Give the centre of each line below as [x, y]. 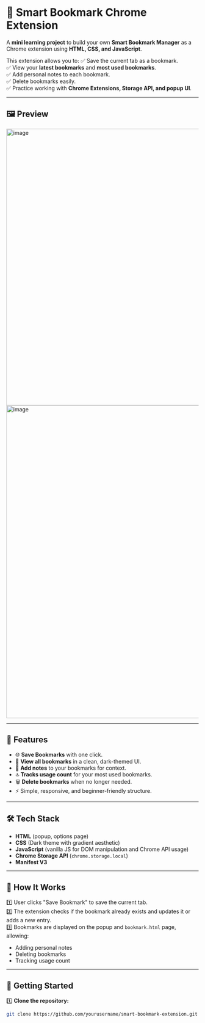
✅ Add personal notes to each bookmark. [58, 74]
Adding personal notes [44, 948]
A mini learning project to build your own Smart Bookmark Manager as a [99, 42]
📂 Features [27, 740]
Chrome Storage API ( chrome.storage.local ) [71, 856]
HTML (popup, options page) [52, 836]
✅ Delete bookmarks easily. [41, 81]
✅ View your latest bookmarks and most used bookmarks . [81, 67]
